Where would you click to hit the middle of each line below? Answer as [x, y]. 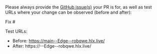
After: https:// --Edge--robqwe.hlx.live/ [52, 46]
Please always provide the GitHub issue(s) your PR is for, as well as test [78, 7]
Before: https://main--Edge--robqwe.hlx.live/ [59, 41]
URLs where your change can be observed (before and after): [69, 12]
